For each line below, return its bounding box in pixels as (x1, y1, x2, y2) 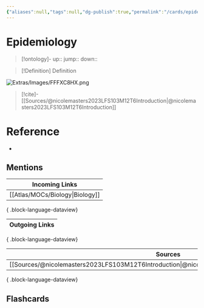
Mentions (6, 162, 44, 173)
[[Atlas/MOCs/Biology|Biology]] (9, 191, 100, 199)
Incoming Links (32, 180, 78, 189)
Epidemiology (6, 35, 78, 49)
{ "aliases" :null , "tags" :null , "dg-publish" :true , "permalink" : (6, 9, 165, 15)
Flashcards (6, 293, 50, 304)
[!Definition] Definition (21, 67, 77, 74)
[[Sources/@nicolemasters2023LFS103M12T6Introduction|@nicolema (21, 97, 196, 104)
